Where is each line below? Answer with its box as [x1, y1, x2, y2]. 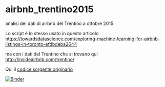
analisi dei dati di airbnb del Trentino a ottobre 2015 [5, 20, 114, 26]
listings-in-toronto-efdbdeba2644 [5, 41, 77, 47]
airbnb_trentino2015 [5, 4, 94, 15]
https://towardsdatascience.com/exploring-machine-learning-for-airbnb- [5, 36, 160, 42]
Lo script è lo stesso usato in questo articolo [5, 30, 99, 36]
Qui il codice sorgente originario [5, 66, 73, 72]
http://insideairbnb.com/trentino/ [5, 56, 75, 62]
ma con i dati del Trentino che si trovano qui [5, 51, 98, 57]
